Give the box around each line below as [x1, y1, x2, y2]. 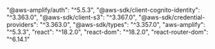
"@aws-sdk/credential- [138, 13, 205, 21]
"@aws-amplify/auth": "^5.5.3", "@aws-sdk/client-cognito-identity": [6, 6, 200, 14]
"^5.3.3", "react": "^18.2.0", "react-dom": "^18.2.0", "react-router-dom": [6, 28, 209, 36]
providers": [6, 21, 39, 28]
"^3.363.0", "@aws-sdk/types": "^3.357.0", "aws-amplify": [39, 21, 205, 28]
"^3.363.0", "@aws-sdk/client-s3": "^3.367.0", [6, 13, 138, 21]
